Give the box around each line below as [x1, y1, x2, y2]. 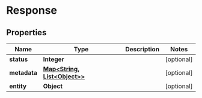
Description [125, 45, 160, 53]
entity [9, 82, 27, 90]
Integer [43, 55, 64, 63]
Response [6, 4, 58, 17]
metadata [9, 69, 37, 76]
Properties [6, 27, 47, 38]
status [9, 55, 28, 63]
